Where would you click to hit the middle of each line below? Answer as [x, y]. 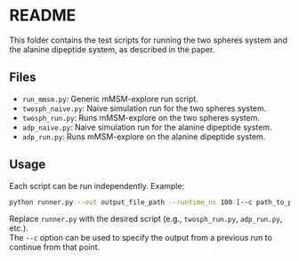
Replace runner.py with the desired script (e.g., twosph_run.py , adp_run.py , [146, 219]
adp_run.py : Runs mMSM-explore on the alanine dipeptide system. [144, 136]
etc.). [19, 228]
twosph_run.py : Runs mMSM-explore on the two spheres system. [141, 117]
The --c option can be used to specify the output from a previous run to [141, 238]
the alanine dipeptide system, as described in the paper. [112, 49]
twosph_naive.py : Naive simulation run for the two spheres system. [144, 108]
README [43, 16]
